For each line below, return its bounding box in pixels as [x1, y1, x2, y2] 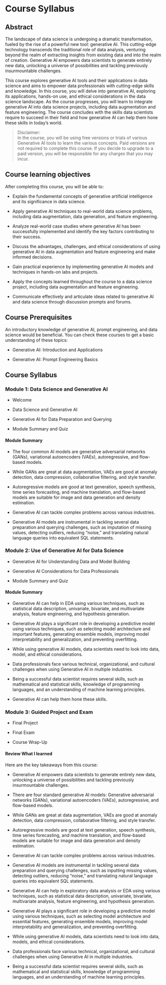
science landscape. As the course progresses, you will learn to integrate [5, 99, 153, 105]
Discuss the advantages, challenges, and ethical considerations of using [12, 243, 161, 249]
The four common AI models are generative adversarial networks [12, 448, 145, 454]
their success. [12, 234, 42, 240]
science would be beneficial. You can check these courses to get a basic [5, 332, 154, 338]
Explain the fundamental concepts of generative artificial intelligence [12, 193, 153, 199]
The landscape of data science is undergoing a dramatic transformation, [5, 36, 153, 42]
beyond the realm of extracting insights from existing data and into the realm [5, 52, 162, 58]
